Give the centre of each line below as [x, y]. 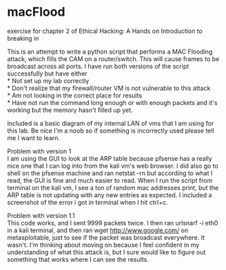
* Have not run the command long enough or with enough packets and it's [112, 102]
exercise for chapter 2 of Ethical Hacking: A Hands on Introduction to [105, 31]
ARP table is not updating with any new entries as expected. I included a [110, 195]
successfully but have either [47, 74]
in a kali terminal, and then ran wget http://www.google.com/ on [97, 230]
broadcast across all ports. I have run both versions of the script [98, 66]
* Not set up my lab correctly [48, 80]
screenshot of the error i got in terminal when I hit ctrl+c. [88, 202]
